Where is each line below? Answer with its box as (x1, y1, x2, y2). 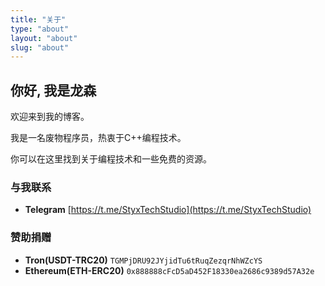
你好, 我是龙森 (10, 82, 97, 99)
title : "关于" (10, 14, 67, 25)
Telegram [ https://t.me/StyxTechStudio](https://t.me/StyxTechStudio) (24, 204, 312, 216)
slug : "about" (10, 42, 70, 53)
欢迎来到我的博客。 (10, 111, 90, 123)
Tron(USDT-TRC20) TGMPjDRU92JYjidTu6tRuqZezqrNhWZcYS (24, 254, 263, 266)
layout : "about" (10, 33, 78, 43)
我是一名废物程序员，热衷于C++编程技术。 (10, 132, 187, 144)
